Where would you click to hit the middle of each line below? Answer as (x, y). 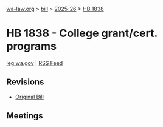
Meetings (25, 116)
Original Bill (29, 97)
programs (31, 46)
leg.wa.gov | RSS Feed (35, 63)
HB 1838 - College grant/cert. (82, 33)
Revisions (25, 82)
